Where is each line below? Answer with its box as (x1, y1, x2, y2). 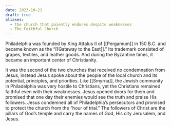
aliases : (5, 17, 24, 22)
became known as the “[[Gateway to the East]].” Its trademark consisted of (5, 46, 164, 52)
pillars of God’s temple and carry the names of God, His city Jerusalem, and (5, 111, 166, 117)
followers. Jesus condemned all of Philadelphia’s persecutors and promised (5, 99, 165, 106)
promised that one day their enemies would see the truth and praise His (5, 94, 157, 100)
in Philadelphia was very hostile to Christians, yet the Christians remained (5, 83, 161, 90)
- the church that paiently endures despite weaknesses (10, 22, 132, 27)
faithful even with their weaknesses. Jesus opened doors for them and (5, 89, 155, 95)
